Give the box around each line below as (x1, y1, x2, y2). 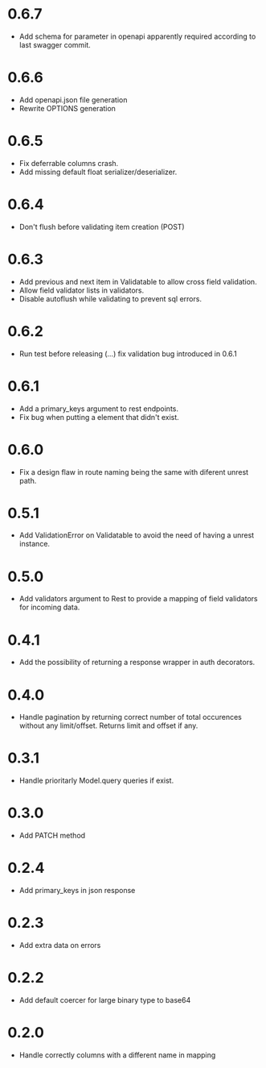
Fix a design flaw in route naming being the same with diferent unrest (18, 467, 249, 476)
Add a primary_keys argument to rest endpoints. (18, 404, 178, 413)
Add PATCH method (18, 831, 86, 841)
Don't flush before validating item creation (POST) (18, 222, 186, 231)
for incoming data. (18, 602, 80, 613)
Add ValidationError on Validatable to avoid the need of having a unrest (18, 530, 255, 540)
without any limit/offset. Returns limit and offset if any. (18, 721, 198, 730)
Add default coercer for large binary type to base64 (18, 995, 191, 1004)
